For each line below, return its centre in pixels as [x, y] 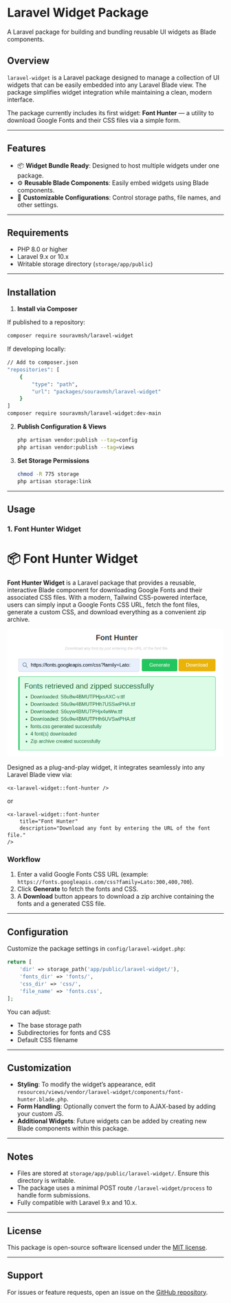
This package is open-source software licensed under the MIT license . [107, 1247]
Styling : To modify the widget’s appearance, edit [86, 1084]
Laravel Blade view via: [40, 775]
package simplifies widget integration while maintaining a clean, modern [110, 92]
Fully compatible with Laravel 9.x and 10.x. [77, 1203]
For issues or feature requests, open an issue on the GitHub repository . [108, 1292]
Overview [29, 61]
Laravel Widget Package [78, 13]
